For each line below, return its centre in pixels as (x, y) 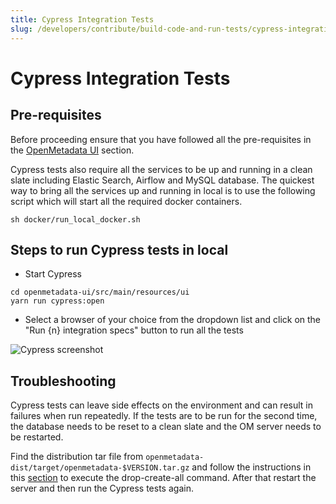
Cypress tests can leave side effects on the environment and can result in (162, 405)
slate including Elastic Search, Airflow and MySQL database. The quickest (162, 180)
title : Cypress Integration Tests (82, 19)
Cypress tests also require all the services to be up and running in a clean (161, 169)
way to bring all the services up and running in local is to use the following (163, 190)
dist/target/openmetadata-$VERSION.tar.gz (100, 468)
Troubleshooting (63, 381)
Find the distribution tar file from (77, 457)
